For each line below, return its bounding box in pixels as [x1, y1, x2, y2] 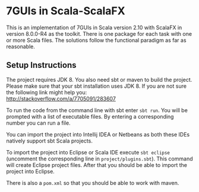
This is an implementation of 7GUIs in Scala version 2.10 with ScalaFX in [6, 24, 182, 31]
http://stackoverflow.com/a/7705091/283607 [6, 95, 116, 102]
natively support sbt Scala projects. [6, 137, 93, 144]
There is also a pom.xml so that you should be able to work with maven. [6, 179, 179, 186]
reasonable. [6, 43, 36, 50]
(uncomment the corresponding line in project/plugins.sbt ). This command [6, 155, 193, 162]
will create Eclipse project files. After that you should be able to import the [6, 161, 187, 168]
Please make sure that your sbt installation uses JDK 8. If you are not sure [6, 82, 187, 89]
